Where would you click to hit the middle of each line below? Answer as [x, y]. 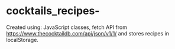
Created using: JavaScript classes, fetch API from [67, 27]
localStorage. [22, 40]
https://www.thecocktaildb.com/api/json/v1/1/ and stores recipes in [88, 33]
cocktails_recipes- [53, 11]
